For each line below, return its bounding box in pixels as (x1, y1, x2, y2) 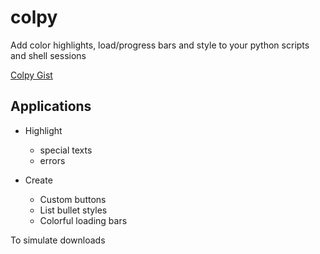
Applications (10, 98, 92, 115)
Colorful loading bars (39, 214, 128, 226)
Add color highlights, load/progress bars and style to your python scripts (10, 39, 310, 51)
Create (24, 174, 53, 186)
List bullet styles (39, 204, 108, 216)
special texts (39, 144, 93, 156)
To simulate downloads (10, 234, 106, 246)
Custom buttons (39, 193, 107, 205)
